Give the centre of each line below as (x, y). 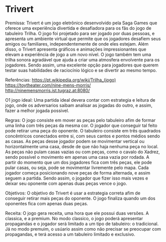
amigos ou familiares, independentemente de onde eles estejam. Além (77, 44)
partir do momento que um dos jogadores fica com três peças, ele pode (79, 162)
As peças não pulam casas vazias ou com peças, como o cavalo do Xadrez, (83, 152)
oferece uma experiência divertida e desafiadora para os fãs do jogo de (78, 28)
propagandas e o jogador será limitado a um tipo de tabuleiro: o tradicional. (82, 224)
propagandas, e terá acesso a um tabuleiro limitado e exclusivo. (70, 234)
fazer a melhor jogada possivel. (37, 111)
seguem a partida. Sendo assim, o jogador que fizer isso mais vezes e (77, 178)
